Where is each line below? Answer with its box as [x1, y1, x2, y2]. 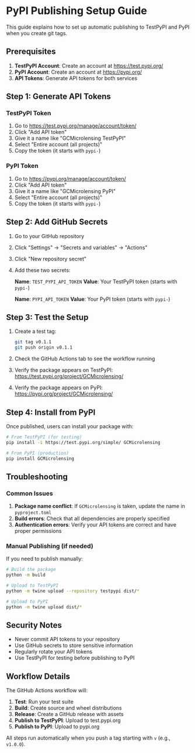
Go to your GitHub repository [14, 232, 85, 239]
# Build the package [6, 566, 57, 573]
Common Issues [6, 489, 54, 497]
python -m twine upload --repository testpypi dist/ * [6, 588, 140, 594]
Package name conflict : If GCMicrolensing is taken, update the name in [14, 503, 186, 510]
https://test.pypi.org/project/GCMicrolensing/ [14, 373, 124, 380]
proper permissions [14, 528, 62, 535]
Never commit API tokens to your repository [14, 636, 120, 643]
